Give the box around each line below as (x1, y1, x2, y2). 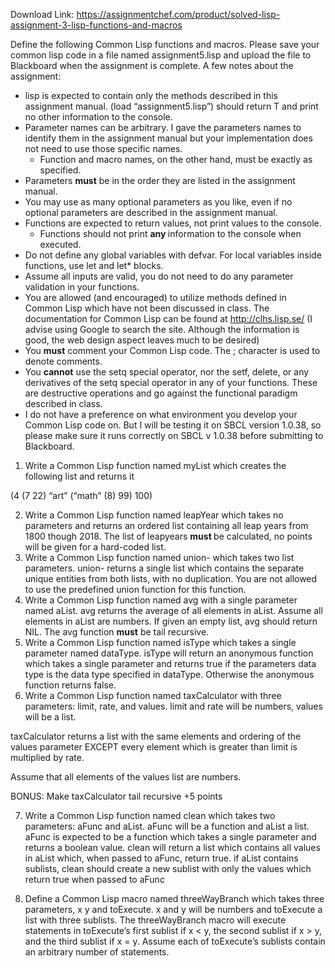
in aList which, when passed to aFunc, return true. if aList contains (24, 852, 299, 864)
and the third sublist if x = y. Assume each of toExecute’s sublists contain (24, 935, 326, 947)
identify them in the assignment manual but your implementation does (24, 132, 313, 144)
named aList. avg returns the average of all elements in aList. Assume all (24, 605, 323, 616)
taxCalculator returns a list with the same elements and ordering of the (10, 730, 302, 742)
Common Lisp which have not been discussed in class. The (24, 302, 270, 314)
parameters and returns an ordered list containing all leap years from (24, 520, 309, 531)
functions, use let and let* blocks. (24, 260, 164, 271)
